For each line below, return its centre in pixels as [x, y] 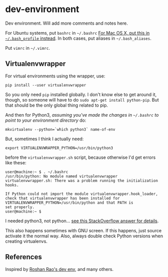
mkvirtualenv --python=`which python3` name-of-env [60, 129]
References [24, 257]
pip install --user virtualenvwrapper [46, 85]
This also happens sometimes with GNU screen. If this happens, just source [83, 230]
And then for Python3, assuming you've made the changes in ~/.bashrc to [82, 115]
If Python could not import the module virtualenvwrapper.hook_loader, [81, 194]
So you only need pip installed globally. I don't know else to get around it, [81, 95]
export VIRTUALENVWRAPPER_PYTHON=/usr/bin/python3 [59, 148]
